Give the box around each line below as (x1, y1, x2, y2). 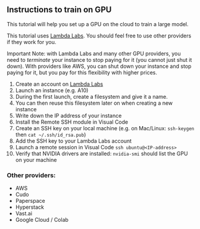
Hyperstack (15, 203, 44, 211)
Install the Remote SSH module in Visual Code (15, 118, 129, 126)
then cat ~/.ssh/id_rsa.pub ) (15, 131, 86, 138)
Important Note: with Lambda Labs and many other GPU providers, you (7, 50, 181, 57)
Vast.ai (15, 210, 32, 217)
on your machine (15, 156, 57, 163)
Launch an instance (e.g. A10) (15, 86, 89, 94)
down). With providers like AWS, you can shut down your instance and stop (7, 62, 192, 70)
